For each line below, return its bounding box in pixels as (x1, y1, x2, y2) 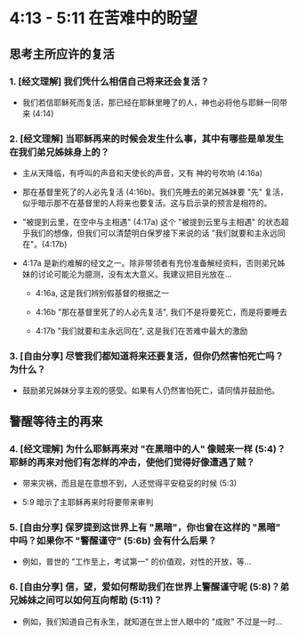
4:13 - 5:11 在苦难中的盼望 (9, 8, 198, 28)
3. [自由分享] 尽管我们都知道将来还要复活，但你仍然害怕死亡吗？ (9, 350, 285, 363)
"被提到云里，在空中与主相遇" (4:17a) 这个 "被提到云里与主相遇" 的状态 (21, 217, 282, 228)
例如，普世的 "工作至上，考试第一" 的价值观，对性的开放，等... (21, 557, 252, 567)
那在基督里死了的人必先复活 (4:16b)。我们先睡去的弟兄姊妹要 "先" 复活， (21, 187, 288, 197)
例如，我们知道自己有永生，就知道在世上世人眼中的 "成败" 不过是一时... (21, 615, 283, 627)
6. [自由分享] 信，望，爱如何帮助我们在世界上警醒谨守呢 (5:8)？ (9, 581, 280, 593)
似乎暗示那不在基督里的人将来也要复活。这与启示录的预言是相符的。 (21, 197, 272, 209)
